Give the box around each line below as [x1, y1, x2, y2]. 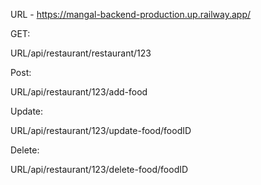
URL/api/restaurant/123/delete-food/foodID [10, 164, 189, 175]
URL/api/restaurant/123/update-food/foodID [10, 125, 192, 136]
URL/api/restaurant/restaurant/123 [10, 47, 152, 59]
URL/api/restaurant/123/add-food [10, 86, 148, 98]
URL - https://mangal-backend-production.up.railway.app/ [10, 9, 252, 20]
